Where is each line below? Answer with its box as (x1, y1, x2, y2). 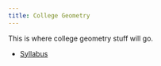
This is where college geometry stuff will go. (8, 33, 153, 43)
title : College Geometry (8, 11, 90, 20)
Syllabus (19, 49, 48, 58)
